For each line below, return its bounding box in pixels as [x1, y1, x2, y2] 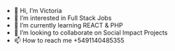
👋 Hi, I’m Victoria [13, 7, 62, 14]
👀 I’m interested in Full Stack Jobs [13, 14, 112, 22]
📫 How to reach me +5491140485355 [13, 37, 125, 44]
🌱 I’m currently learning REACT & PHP [13, 21, 123, 29]
